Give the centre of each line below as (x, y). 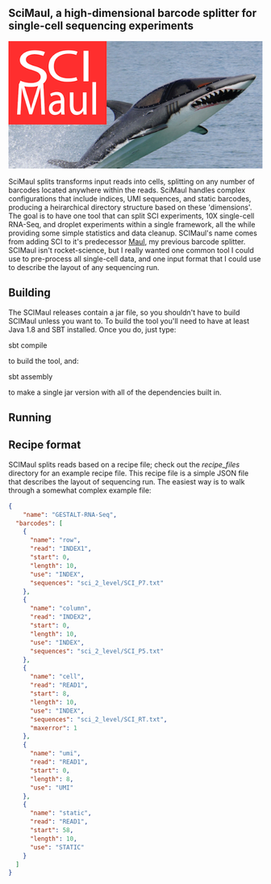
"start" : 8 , (50, 694)
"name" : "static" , (60, 813)
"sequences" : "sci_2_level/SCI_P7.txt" (96, 583)
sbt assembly (31, 376)
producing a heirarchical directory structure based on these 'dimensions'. (130, 207)
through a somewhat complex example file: (80, 490)
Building (29, 293)
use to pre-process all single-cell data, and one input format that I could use (135, 259)
